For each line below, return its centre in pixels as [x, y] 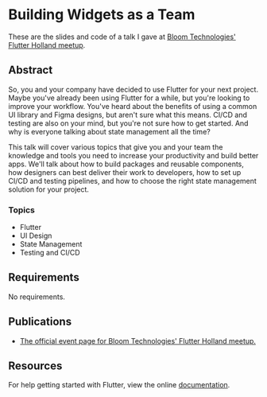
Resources [35, 366]
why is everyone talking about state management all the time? [109, 131]
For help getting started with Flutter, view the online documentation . [119, 385]
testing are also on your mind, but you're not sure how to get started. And [128, 123]
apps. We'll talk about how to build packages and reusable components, [126, 164]
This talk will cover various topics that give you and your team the [116, 147]
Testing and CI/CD [50, 253]
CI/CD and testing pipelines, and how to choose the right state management [132, 181]
